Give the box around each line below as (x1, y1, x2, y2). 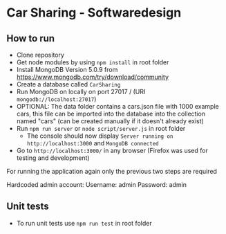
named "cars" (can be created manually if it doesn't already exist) (16, 117, 205, 125)
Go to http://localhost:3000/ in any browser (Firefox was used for (16, 147, 208, 154)
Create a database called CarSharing (16, 80, 121, 88)
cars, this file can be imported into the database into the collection (16, 109, 205, 118)
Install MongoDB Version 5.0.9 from (16, 66, 118, 73)
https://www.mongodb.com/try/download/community (16, 73, 169, 81)
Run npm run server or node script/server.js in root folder (16, 125, 186, 132)
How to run (6, 33, 55, 44)
